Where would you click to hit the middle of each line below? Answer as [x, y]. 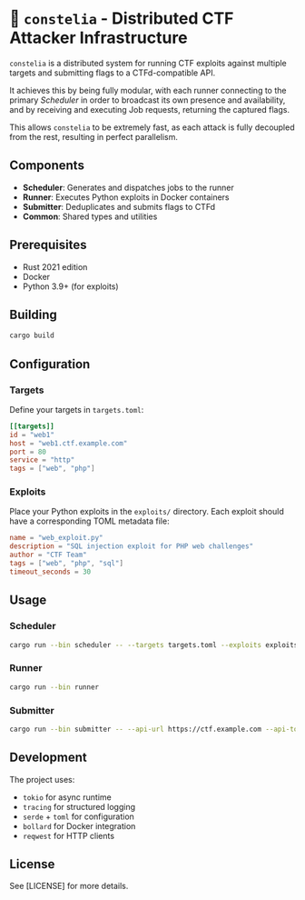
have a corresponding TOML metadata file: [89, 521]
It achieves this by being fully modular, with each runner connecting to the [148, 90]
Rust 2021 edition [55, 266]
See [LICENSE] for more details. [69, 886]
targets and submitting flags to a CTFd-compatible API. [113, 73]
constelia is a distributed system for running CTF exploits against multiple [148, 63]
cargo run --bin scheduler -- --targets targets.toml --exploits [135, 645]
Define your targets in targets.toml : [77, 409]
